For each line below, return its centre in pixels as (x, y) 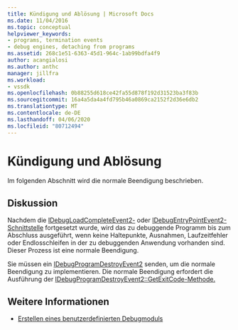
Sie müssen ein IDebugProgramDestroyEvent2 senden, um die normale (111, 264)
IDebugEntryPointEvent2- (189, 220)
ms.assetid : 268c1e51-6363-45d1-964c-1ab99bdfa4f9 (84, 54)
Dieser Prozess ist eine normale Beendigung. (73, 251)
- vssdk (19, 87)
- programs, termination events (55, 40)
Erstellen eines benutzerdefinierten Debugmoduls (90, 319)
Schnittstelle (26, 228)
